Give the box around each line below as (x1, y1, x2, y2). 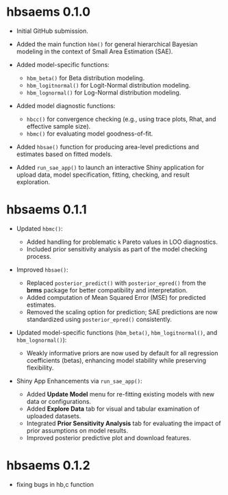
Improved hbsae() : (16, 265, 68, 274)
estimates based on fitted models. (16, 150, 113, 158)
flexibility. (26, 364, 54, 372)
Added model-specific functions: (16, 60, 110, 68)
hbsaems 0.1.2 (6, 458, 90, 473)
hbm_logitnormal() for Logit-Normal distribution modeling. (26, 81, 191, 89)
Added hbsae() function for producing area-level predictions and (16, 142, 199, 151)
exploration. (16, 177, 51, 186)
